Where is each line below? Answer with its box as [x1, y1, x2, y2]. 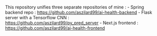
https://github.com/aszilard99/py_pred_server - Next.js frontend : [5, 20, 139, 26]
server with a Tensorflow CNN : [5, 15, 69, 20]
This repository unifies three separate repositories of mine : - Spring [5, 4, 145, 10]
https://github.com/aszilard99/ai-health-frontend [5, 25, 105, 31]
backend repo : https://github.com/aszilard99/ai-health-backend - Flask [5, 9, 153, 15]
